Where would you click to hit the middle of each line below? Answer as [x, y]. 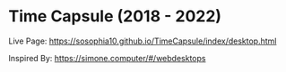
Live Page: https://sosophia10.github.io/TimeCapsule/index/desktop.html [143, 41]
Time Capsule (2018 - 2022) [115, 16]
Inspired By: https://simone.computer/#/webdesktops [107, 58]
